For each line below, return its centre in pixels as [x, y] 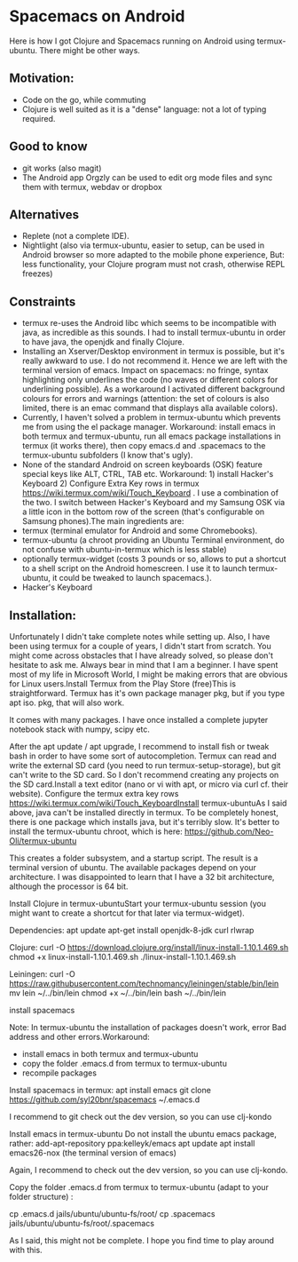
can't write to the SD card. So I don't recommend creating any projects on [144, 775]
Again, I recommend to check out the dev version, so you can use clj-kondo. [149, 1170]
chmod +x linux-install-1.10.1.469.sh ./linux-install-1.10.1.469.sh [123, 957]
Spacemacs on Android [97, 16]
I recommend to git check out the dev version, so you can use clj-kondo [141, 1117]
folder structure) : [41, 1197]
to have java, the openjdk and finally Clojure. [103, 342]
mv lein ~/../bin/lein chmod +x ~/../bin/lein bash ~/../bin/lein [118, 993]
